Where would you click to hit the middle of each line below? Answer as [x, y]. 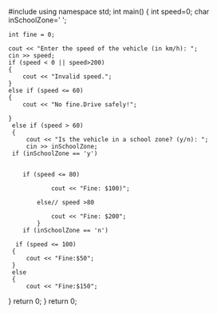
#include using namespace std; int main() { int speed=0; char [109, 12]
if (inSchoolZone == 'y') [55, 153]
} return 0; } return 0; [43, 301]
